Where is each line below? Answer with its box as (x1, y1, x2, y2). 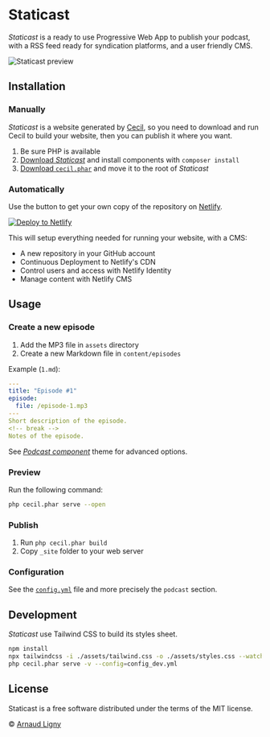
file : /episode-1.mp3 (15, 402, 88, 410)
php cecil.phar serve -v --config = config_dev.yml (8, 660, 178, 668)
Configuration (8, 566, 64, 577)
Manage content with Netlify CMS (19, 274, 133, 283)
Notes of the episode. (8, 432, 84, 440)
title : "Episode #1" (8, 387, 78, 395)
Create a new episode (8, 322, 95, 333)
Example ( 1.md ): (8, 364, 61, 373)
